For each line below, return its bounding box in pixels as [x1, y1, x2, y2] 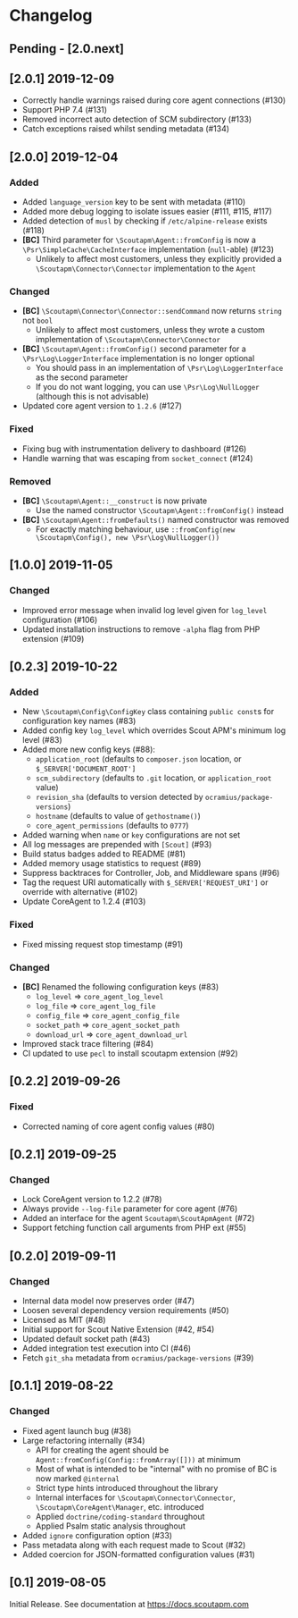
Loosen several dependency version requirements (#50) [21, 1305, 229, 1315]
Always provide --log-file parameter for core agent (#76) [21, 1203, 238, 1214]
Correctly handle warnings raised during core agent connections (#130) [21, 95, 286, 105]
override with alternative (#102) [21, 887, 138, 897]
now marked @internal [35, 1472, 120, 1484]
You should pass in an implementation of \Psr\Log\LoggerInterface [35, 363, 284, 374]
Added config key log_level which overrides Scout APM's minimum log [21, 725, 286, 736]
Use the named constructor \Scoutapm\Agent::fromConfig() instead [35, 504, 284, 515]
